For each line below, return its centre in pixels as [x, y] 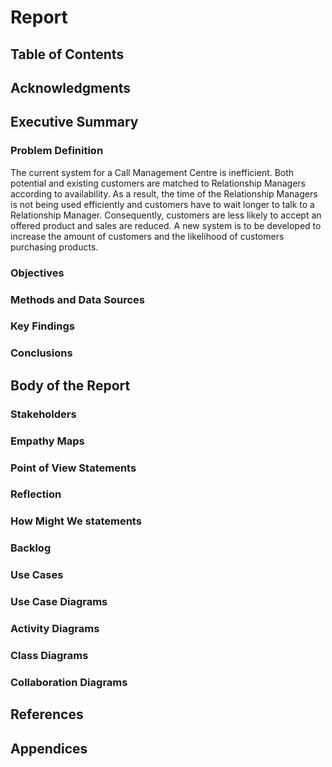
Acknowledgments [71, 87]
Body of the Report [70, 385]
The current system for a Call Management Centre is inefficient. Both [152, 172]
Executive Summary [74, 122]
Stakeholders [43, 414]
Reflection [36, 494]
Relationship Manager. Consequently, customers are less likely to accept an [166, 215]
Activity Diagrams [55, 629]
